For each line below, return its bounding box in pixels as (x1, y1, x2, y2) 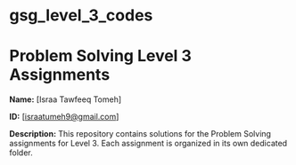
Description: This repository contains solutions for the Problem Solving (9, 129, 272, 139)
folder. (9, 147, 33, 158)
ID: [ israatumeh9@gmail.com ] (9, 112, 119, 122)
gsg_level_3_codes (9, 5, 153, 26)
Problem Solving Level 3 (9, 46, 192, 67)
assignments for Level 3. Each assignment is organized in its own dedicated (9, 138, 288, 149)
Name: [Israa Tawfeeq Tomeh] (9, 94, 122, 105)
